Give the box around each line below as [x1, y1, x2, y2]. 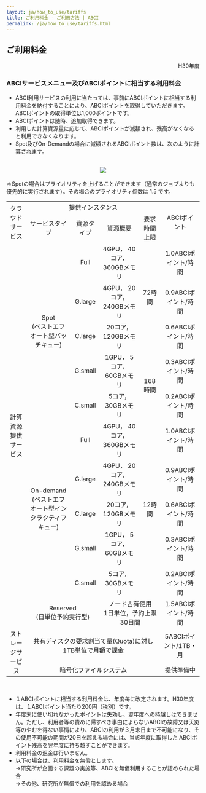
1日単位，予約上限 [103, 609, 158, 618]
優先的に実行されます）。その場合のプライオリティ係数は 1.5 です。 [6, 188, 174, 195]
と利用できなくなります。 [15, 133, 80, 140]
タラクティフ [29, 514, 67, 523]
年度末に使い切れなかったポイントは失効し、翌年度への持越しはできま [15, 711, 193, 718]
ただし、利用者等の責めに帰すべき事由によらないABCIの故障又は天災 [26, 719, 200, 726]
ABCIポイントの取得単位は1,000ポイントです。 [15, 109, 133, 117]
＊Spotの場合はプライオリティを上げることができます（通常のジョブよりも [6, 180, 195, 187]
